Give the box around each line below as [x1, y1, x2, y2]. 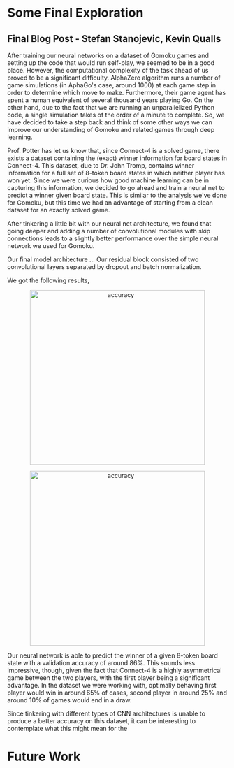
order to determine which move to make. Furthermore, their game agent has [7, 89, 226, 96]
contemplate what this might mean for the [7, 725, 128, 732]
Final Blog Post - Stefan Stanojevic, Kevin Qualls [7, 33, 221, 45]
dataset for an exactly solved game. [7, 206, 110, 214]
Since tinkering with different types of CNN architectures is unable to [7, 709, 206, 718]
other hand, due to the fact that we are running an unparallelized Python [7, 103, 215, 111]
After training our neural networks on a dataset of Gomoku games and [7, 51, 210, 59]
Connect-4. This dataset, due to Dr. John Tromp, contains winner [7, 161, 195, 169]
